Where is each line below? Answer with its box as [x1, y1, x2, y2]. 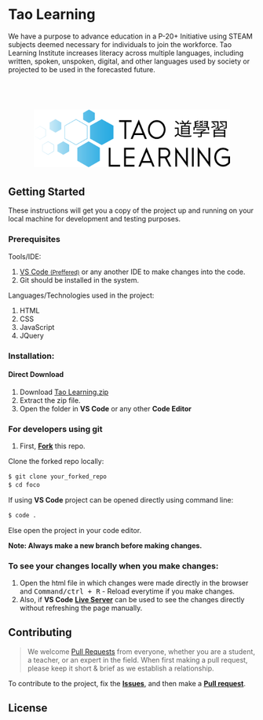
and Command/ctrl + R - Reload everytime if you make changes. [19, 587, 236, 596]
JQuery [19, 331, 45, 340]
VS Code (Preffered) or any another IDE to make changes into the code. [19, 267, 246, 276]
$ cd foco [8, 481, 41, 488]
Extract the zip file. [19, 395, 81, 405]
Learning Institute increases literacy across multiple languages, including [8, 48, 244, 57]
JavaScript [19, 322, 55, 331]
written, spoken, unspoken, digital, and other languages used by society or [8, 57, 250, 66]
